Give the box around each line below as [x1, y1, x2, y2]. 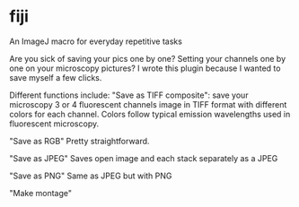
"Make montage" [9, 187, 73, 198]
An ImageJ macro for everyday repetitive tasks [9, 36, 182, 47]
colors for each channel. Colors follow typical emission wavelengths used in [9, 108, 291, 119]
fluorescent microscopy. [9, 118, 100, 129]
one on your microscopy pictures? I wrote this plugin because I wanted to [9, 63, 281, 73]
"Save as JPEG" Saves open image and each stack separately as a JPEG [9, 152, 278, 163]
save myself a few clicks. [9, 72, 102, 82]
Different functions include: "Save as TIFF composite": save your [9, 90, 249, 100]
